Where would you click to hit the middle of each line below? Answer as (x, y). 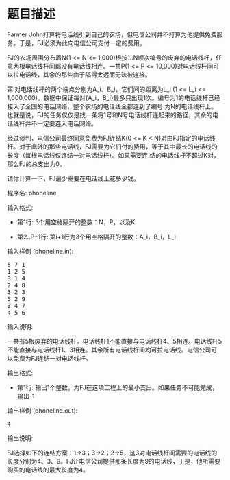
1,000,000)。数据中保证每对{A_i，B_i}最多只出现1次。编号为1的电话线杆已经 (114, 97)
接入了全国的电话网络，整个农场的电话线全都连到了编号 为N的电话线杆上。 (112, 106)
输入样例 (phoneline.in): (40, 251)
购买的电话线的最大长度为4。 (48, 470)
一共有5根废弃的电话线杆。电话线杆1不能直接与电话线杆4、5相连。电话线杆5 (115, 341)
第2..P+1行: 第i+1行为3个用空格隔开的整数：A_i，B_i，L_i (97, 237)
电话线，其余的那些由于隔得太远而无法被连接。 (85, 74)
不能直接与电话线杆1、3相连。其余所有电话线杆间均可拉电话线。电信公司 (109, 350)
